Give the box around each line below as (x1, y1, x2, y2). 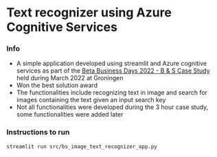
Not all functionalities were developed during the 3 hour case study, (16, 103, 209, 111)
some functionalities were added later (16, 110, 124, 119)
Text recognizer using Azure (6, 5, 172, 21)
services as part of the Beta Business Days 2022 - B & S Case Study (16, 67, 210, 75)
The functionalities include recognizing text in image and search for (16, 88, 207, 97)
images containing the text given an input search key (16, 96, 166, 104)
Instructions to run (6, 128, 70, 137)
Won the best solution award (16, 81, 98, 90)
